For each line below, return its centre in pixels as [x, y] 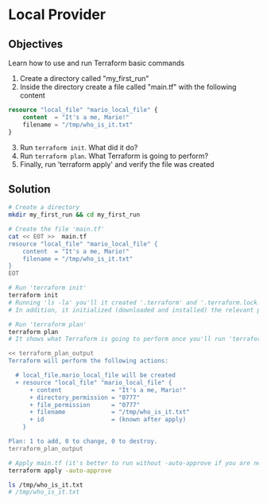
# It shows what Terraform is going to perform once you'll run [117, 339]
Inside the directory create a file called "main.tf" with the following [128, 87]
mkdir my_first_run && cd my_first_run [74, 215]
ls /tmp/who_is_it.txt [46, 485]
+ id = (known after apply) [108, 420]
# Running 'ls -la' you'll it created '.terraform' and [103, 302]
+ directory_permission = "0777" [85, 397]
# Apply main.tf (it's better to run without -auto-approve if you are [129, 463]
